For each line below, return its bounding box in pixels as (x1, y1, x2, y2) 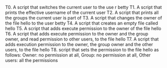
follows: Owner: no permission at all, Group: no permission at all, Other (5, 52, 151, 58)
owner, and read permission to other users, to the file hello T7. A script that (5, 36, 159, 42)
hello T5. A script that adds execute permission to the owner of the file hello (5, 25, 161, 31)
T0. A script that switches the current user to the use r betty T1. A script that (5, 4, 162, 10)
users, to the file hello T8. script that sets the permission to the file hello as (5, 47, 159, 52)
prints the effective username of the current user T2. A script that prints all (5, 9, 159, 15)
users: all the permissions (5, 57, 58, 63)
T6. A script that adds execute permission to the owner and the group (5, 31, 148, 36)
